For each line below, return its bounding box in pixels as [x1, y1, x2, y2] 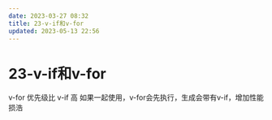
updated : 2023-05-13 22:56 [8, 27, 100, 35]
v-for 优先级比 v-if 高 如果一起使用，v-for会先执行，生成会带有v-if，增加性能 [8, 92, 264, 102]
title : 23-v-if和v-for [8, 19, 84, 28]
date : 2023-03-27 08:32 [8, 11, 89, 20]
